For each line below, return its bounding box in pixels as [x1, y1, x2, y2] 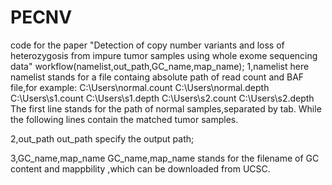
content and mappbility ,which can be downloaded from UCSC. [10, 162, 271, 175]
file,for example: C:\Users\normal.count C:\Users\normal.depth [10, 81, 270, 93]
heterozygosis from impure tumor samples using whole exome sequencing [10, 49, 318, 61]
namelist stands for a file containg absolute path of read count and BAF [10, 71, 305, 83]
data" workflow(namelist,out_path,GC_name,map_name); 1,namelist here [10, 60, 310, 72]
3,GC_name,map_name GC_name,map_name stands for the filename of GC [10, 152, 320, 164]
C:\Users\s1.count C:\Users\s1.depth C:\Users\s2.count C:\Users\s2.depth [10, 92, 315, 104]
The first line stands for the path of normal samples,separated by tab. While [10, 102, 322, 115]
